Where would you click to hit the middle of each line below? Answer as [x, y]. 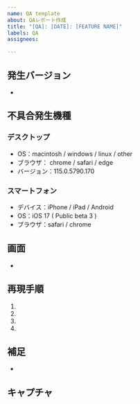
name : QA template [34, 14]
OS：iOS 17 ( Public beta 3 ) [57, 216]
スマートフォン [32, 191]
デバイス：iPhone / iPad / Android [65, 207]
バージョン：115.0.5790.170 [56, 171]
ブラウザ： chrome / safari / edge [65, 162]
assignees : [23, 39]
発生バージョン [39, 75]
